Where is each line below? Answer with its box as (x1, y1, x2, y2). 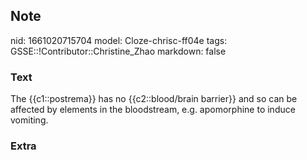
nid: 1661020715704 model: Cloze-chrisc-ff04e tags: (10, 34, 228, 46)
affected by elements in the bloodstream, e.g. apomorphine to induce (10, 104, 296, 116)
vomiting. (10, 114, 49, 126)
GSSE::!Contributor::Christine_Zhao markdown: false (10, 45, 227, 57)
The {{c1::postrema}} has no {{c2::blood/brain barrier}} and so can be (10, 93, 298, 105)
